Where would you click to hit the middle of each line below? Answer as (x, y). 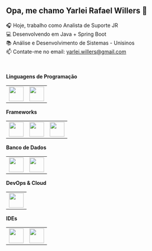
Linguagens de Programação (42, 76)
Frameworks (22, 112)
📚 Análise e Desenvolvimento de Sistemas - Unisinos (70, 43)
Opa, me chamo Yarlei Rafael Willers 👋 (77, 11)
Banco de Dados (26, 147)
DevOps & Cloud (26, 183)
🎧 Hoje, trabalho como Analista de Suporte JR (62, 25)
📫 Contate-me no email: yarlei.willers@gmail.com (66, 51)
